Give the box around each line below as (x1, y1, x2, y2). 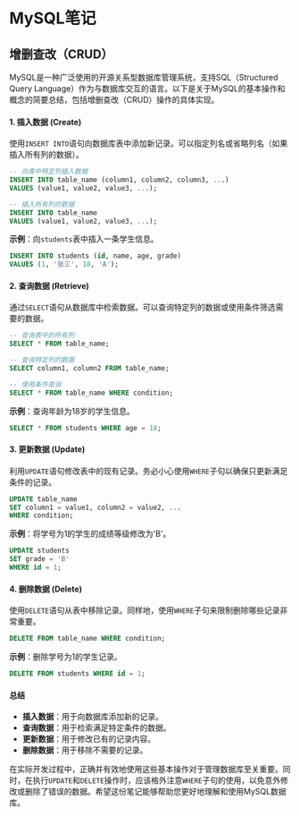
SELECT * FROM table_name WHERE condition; (9, 388, 174, 397)
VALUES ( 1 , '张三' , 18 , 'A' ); (9, 260, 119, 269)
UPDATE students (9, 547, 70, 556)
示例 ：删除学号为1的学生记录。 (9, 651, 122, 662)
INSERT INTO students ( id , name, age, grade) (9, 251, 181, 260)
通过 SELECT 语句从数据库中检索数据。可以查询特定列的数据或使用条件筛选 (9, 302, 276, 313)
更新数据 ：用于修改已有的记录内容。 (21, 734, 156, 744)
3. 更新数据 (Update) (9, 444, 86, 455)
